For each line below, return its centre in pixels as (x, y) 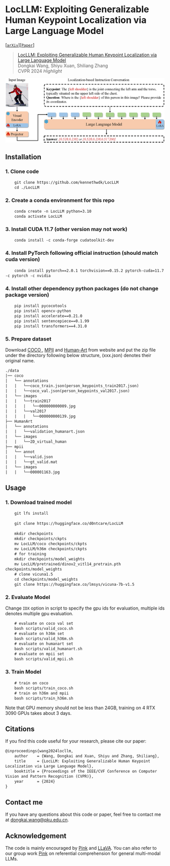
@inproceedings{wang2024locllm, (39, 751)
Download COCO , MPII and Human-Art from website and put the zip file (80, 350)
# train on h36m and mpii (42, 693)
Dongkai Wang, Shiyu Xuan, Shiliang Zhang (63, 65)
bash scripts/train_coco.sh (44, 688)
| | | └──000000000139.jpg (40, 417)
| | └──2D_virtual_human (36, 442)
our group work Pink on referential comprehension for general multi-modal (83, 853)
